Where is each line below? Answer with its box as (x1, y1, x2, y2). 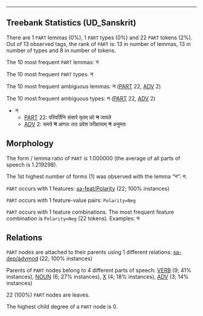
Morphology (6, 139, 54, 149)
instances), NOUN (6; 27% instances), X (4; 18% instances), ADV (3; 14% (6, 273, 189, 280)
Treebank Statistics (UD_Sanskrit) (6, 18, 137, 28)
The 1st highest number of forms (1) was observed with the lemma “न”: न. (6, 173, 187, 180)
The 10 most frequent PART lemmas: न (6, 58, 99, 65)
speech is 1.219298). (6, 161, 57, 168)
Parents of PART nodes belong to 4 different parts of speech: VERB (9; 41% (6, 267, 192, 274)
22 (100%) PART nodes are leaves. (6, 291, 91, 298)
